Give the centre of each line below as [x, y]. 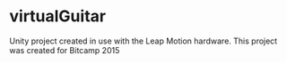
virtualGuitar [57, 16]
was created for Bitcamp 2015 [65, 50]
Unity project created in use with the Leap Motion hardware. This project [143, 41]
